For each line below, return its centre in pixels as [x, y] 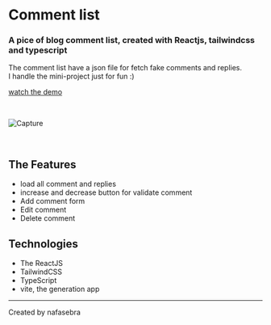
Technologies [44, 244]
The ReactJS [41, 264]
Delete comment [48, 218]
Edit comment [43, 210]
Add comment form [52, 201]
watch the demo [35, 92]
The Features [42, 165]
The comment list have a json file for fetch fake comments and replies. [125, 68]
